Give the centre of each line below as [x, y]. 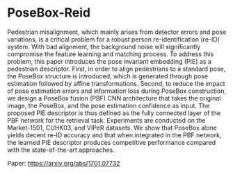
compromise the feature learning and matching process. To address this [111, 54]
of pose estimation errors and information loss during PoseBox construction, [116, 91]
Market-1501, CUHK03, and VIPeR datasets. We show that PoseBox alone [112, 128]
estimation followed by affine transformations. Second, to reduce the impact [116, 83]
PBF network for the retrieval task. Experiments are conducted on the [106, 120]
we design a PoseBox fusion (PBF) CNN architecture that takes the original [114, 98]
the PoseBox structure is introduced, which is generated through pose [108, 76]
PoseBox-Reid [49, 13]
